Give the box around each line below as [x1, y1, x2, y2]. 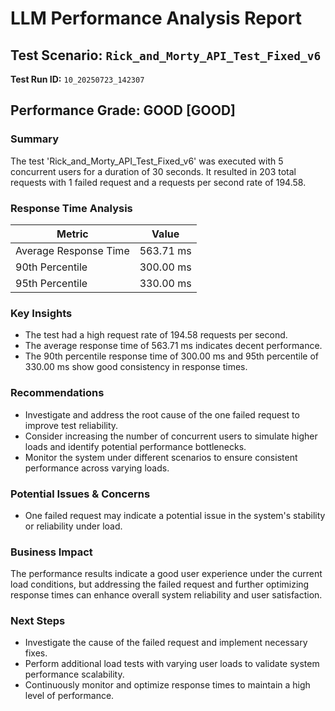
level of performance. [24, 690, 115, 702]
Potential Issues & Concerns [10, 487, 151, 501]
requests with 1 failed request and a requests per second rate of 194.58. [10, 176, 307, 188]
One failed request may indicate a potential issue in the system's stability [24, 509, 326, 521]
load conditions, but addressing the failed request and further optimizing [10, 578, 310, 591]
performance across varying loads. [24, 462, 170, 474]
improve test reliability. [24, 419, 119, 431]
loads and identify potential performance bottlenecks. [24, 440, 247, 452]
